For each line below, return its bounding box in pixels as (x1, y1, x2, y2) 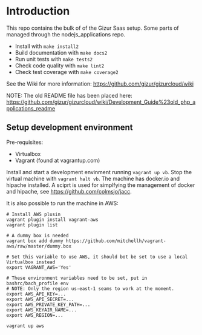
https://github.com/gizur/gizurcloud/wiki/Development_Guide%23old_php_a (6, 98, 196, 106)
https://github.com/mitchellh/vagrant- (65, 238, 166, 244)
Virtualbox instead (6, 259, 56, 265)
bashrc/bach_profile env (6, 280, 69, 286)
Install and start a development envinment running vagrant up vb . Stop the (6, 168, 192, 175)
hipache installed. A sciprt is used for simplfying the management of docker (6, 181, 195, 189)
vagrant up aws (6, 323, 45, 329)
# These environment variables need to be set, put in (6, 275, 148, 281)
